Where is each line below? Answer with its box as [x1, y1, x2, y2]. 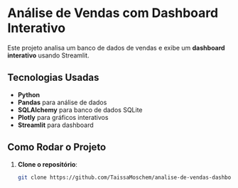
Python [17, 90, 40, 99]
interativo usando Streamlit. [7, 51, 90, 60]
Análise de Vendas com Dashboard [7, 5, 219, 21]
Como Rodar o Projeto [7, 141, 107, 153]
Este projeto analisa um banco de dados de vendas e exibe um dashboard [7, 43, 225, 52]
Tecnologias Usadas [7, 72, 99, 84]
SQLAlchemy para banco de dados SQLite [17, 105, 144, 114]
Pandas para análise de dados [17, 98, 107, 106]
